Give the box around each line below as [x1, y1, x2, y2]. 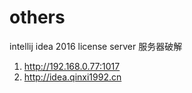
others [9, 6, 66, 29]
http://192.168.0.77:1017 [23, 60, 121, 72]
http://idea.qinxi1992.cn [23, 71, 122, 83]
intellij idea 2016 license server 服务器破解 [9, 40, 183, 52]
